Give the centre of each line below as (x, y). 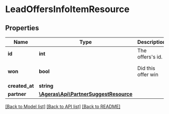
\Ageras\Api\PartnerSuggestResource (86, 94)
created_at (21, 86)
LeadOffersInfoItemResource (67, 9)
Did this (146, 68)
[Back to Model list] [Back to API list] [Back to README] (63, 106)
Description (152, 42)
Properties (22, 28)
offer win (148, 74)
